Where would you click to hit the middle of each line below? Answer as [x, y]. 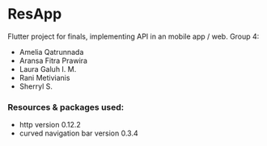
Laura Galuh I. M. [48, 69]
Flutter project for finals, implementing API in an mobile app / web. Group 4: [133, 36]
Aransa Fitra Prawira [53, 60]
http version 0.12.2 [50, 125]
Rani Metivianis [44, 77]
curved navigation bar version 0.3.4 [78, 133]
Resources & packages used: [66, 107]
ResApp [35, 14]
